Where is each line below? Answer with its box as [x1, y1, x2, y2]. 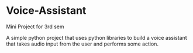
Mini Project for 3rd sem [6, 23, 64, 30]
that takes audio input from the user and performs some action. [6, 40, 159, 47]
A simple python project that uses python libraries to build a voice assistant [6, 34, 187, 41]
